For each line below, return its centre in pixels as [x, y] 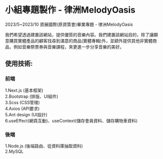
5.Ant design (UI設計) [26, 114]
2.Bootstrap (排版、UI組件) [32, 96]
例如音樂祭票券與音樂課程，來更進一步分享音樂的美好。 [69, 47]
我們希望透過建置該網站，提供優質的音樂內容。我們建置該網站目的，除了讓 [79, 35]
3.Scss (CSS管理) [23, 102]
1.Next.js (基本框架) [24, 90]
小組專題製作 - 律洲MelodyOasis [70, 10]
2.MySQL [14, 151]
